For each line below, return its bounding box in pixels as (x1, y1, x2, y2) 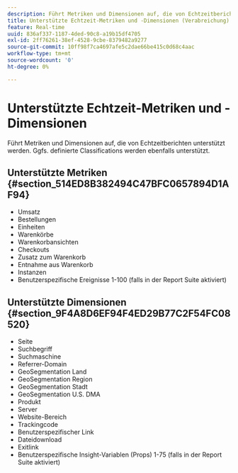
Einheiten (17, 223, 45, 232)
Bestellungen (17, 215, 57, 224)
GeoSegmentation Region (17, 375, 93, 384)
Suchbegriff (17, 345, 53, 354)
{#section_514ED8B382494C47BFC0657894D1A (7, 178, 229, 190)
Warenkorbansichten (17, 238, 79, 246)
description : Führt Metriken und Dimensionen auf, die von (7, 10, 186, 18)
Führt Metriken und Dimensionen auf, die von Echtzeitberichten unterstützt (7, 138, 225, 147)
